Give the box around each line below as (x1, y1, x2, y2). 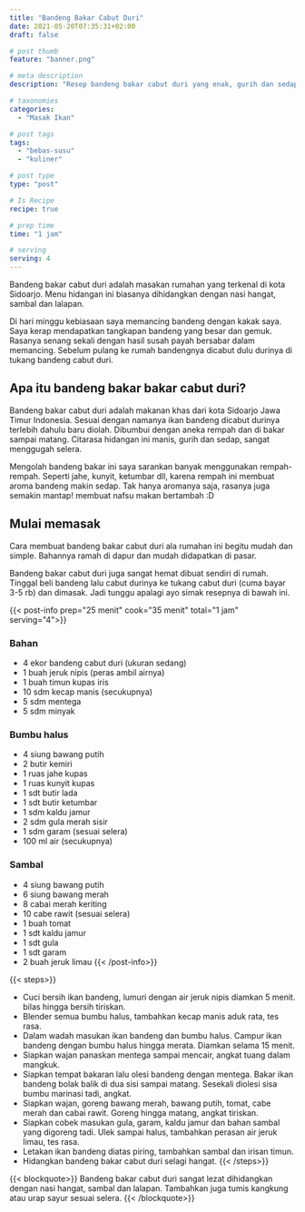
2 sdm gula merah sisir (22, 816, 109, 827)
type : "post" (9, 180, 59, 189)
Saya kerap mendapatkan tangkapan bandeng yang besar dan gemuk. (9, 326, 272, 336)
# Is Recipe (9, 196, 54, 205)
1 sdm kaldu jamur (22, 807, 91, 818)
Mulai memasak (9, 517, 102, 532)
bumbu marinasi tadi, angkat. (22, 1088, 132, 1099)
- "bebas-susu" (17, 146, 75, 155)
